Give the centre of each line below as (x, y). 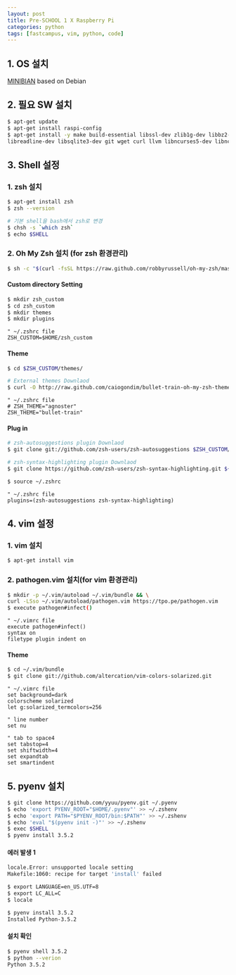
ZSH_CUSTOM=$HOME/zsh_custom (50, 338)
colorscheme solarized (40, 701)
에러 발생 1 (22, 852)
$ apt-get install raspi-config (54, 128)
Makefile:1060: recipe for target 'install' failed (84, 874)
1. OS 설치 (28, 64)
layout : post (26, 14)
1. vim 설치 (25, 546)
